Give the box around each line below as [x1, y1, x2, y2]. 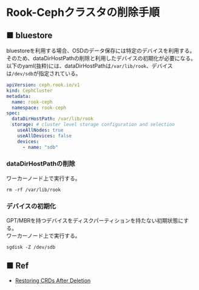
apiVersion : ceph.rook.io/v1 [6, 82, 80, 88]
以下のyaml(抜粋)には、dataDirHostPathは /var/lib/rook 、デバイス [6, 62, 173, 69]
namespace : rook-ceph [12, 105, 67, 111]
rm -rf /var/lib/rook [6, 187, 61, 193]
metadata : [6, 93, 32, 99]
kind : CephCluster [6, 88, 53, 94]
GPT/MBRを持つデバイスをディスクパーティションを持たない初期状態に [6, 217, 184, 224]
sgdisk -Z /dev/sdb [6, 244, 56, 250]
